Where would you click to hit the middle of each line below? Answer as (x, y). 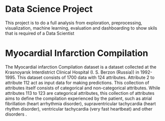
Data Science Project (49, 9)
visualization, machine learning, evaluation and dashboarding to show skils (81, 28)
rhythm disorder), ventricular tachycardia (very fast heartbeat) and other (79, 109)
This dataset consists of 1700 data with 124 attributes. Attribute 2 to (86, 77)
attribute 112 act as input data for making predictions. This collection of (77, 82)
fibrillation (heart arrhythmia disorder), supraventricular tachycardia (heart (81, 103)
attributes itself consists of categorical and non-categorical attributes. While (83, 88)
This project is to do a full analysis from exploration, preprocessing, (74, 23)
